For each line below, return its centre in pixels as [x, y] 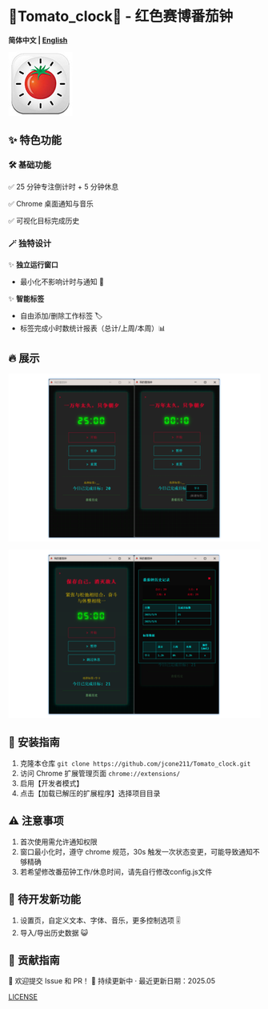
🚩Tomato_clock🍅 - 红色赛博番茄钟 [121, 16]
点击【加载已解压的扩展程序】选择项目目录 [90, 793]
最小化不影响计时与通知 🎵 [62, 282]
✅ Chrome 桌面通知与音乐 [51, 203]
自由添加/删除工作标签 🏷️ [61, 315]
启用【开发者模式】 [52, 783]
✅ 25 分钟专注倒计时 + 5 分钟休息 [63, 186]
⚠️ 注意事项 [36, 821]
